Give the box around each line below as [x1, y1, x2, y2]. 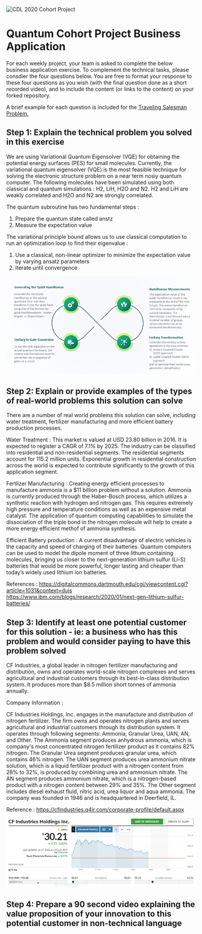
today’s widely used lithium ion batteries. [6, 569, 107, 576]
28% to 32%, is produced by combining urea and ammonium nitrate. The [6, 768, 188, 776]
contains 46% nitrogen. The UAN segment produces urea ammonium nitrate [6, 756, 196, 763]
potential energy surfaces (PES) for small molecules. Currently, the [6, 159, 172, 166]
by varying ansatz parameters [14, 258, 90, 265]
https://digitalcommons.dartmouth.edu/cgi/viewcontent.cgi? [39, 580, 188, 588]
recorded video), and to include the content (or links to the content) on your [6, 85, 194, 92]
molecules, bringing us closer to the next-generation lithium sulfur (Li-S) [6, 556, 186, 563]
